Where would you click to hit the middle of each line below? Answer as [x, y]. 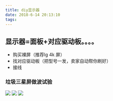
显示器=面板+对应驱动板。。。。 [52, 41]
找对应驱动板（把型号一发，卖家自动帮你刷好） [62, 61]
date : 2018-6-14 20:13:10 [33, 15]
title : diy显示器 [22, 10]
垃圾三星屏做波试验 [29, 82]
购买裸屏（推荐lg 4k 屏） [39, 55]
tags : [11, 19]
